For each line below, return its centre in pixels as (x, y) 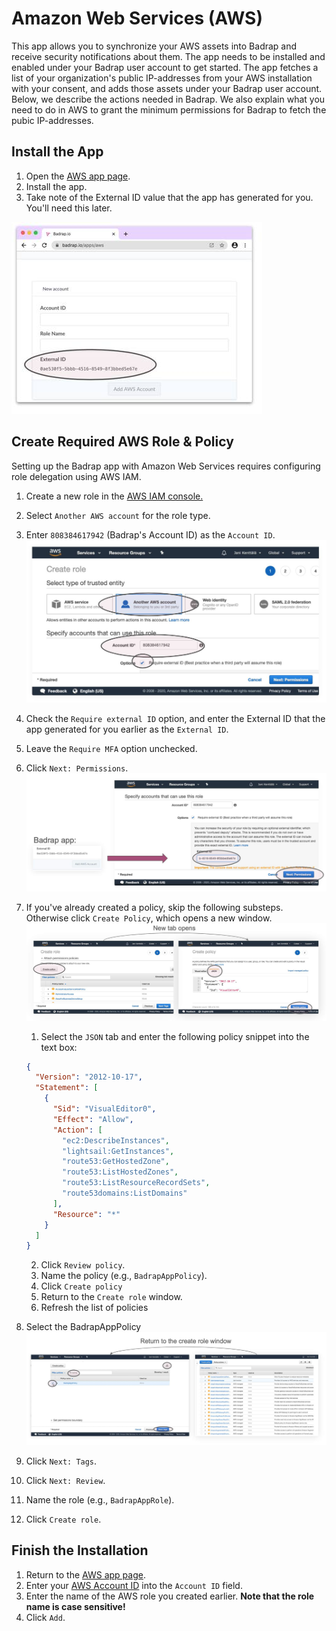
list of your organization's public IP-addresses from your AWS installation (162, 78)
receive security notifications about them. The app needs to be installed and (168, 56)
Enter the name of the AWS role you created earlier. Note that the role (170, 1596)
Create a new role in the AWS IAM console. (114, 496)
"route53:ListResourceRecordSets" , (136, 1183)
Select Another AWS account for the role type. (118, 515)
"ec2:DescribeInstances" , (116, 1140)
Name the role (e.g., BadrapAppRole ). (100, 1499)
